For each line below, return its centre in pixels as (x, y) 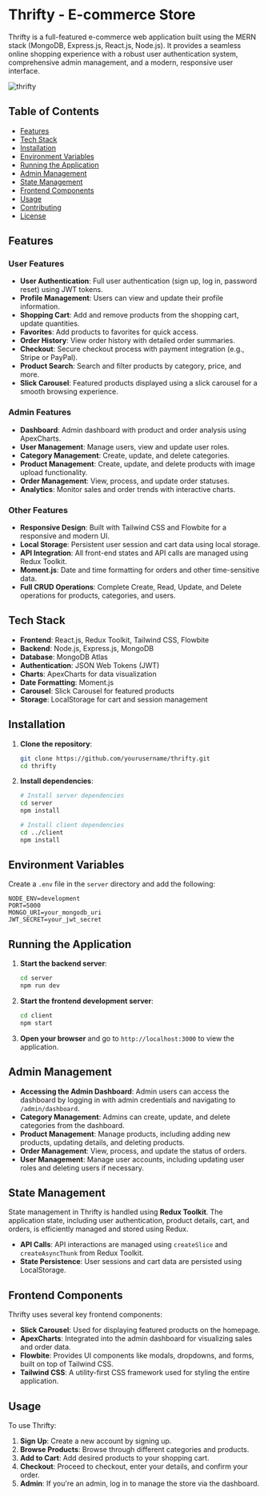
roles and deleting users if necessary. (82, 1168)
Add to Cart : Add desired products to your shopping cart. (114, 1458)
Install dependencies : (56, 781)
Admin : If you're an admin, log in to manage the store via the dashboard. (140, 1484)
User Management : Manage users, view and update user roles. (124, 446)
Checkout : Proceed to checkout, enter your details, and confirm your (134, 1466)
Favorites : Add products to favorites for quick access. (109, 332)
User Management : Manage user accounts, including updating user (132, 1159)
